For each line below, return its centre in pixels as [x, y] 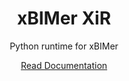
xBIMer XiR [64, 18]
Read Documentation [64, 65]
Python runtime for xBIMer [64, 46]
